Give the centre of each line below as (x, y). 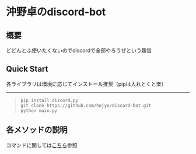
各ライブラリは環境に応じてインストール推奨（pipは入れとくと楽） (86, 84)
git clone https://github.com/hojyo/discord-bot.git (86, 106)
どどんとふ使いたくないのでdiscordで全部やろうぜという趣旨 (79, 50)
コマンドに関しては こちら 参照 (42, 145)
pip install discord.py (49, 100)
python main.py (39, 111)
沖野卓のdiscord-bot (56, 12)
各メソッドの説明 (37, 130)
